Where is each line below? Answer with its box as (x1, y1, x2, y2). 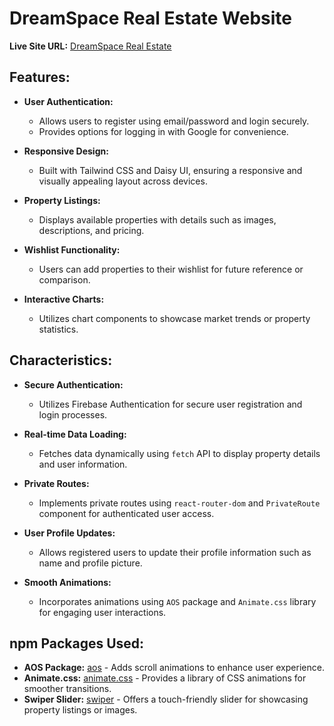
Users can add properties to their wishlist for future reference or (38, 263, 304, 275)
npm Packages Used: (9, 635, 145, 652)
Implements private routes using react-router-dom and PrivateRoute (38, 497, 321, 509)
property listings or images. (23, 704, 138, 716)
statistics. (38, 323, 79, 335)
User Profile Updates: (23, 527, 116, 539)
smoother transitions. (23, 683, 112, 695)
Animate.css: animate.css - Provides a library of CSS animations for (23, 672, 307, 684)
